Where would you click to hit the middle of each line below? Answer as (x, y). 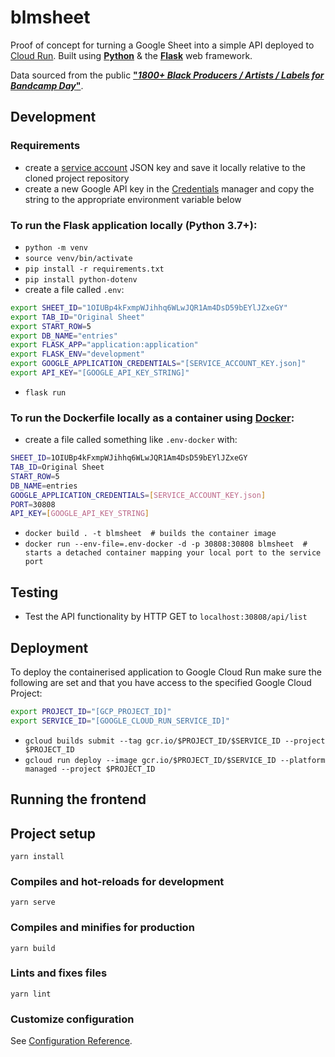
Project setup (53, 833)
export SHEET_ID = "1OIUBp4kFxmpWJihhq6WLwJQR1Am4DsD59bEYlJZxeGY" (149, 307)
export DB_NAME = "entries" (64, 336)
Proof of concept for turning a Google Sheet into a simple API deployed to (162, 45)
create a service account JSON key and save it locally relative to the (165, 167)
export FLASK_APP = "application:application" (104, 345)
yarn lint (31, 994)
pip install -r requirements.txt (94, 269)
